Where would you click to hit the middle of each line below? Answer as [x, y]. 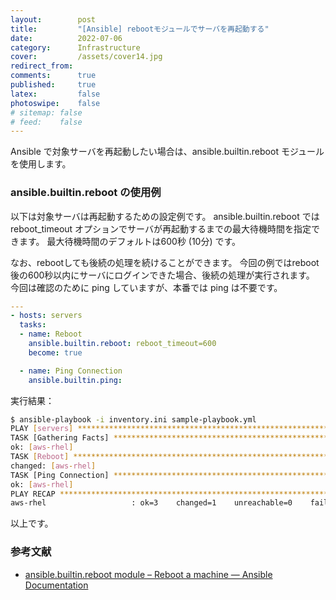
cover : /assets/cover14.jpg [86, 57]
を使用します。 [41, 164]
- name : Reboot [51, 334]
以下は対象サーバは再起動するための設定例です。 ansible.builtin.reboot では [165, 216]
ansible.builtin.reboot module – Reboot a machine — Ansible [148, 574]
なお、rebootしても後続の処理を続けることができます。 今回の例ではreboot [165, 262]
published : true [53, 85]
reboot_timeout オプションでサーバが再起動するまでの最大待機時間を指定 [161, 228]
